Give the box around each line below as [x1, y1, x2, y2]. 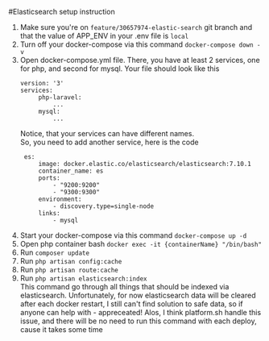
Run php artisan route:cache [19, 265, 118, 274]
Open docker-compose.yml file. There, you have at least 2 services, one [19, 56, 260, 64]
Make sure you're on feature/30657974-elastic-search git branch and [19, 23, 253, 31]
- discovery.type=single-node [52, 202, 155, 210]
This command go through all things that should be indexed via [19, 282, 230, 291]
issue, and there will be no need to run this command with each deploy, [19, 316, 257, 326]
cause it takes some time [19, 325, 103, 334]
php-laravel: [38, 94, 82, 102]
